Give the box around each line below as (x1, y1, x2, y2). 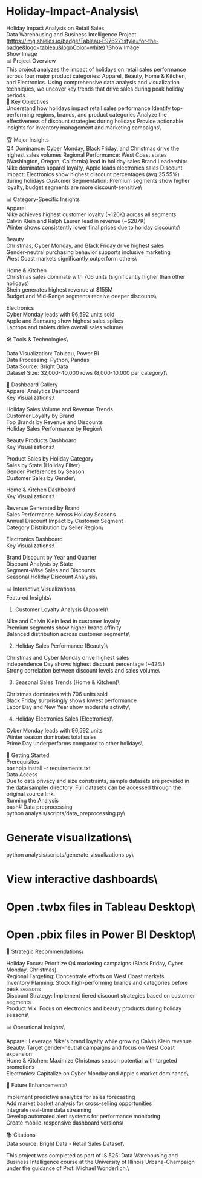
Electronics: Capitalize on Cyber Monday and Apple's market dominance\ (6, 1070, 189, 1077)
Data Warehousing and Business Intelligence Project (6, 30, 137, 38)
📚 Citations (6, 1131, 36, 1139)
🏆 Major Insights (6, 135, 50, 143)
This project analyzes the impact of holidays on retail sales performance (6, 66, 186, 73)
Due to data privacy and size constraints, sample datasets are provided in (6, 777, 189, 784)
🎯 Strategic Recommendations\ (6, 948, 83, 955)
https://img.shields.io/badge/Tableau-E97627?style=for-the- (8, 37, 159, 44)
